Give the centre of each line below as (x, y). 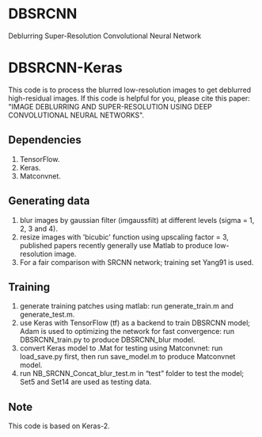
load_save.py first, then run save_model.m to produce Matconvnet (127, 357)
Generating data (49, 201)
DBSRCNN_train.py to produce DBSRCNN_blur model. (107, 340)
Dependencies (45, 140)
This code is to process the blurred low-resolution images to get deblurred (130, 90)
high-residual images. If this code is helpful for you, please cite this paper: (129, 98)
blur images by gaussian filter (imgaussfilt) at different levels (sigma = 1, (137, 220)
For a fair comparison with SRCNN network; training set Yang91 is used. (137, 262)
